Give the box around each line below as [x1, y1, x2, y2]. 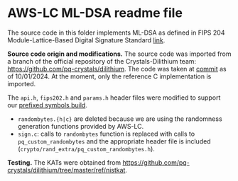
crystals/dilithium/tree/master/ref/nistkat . [7, 165, 128, 174]
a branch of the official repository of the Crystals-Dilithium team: [7, 57, 197, 65]
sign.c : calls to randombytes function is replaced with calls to [17, 129, 195, 138]
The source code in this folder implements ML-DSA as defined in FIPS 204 [7, 28, 225, 37]
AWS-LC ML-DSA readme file [7, 5, 183, 21]
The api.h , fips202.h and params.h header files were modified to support [7, 93, 221, 102]
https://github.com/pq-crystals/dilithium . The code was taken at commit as [7, 64, 227, 73]
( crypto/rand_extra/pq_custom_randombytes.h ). [17, 144, 155, 153]
